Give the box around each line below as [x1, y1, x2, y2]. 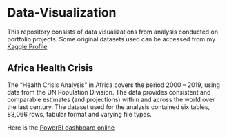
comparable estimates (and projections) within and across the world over [7, 95, 215, 103]
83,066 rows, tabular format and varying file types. [7, 110, 152, 118]
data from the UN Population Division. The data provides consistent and [7, 88, 211, 96]
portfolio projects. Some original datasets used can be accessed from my [7, 34, 216, 43]
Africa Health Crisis [7, 62, 94, 74]
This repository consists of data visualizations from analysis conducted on [7, 28, 219, 36]
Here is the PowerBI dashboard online [7, 123, 115, 132]
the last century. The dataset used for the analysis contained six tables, [7, 102, 210, 111]
